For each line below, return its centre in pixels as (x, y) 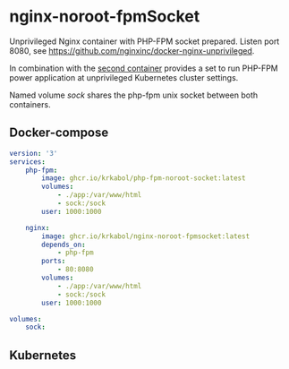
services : (28, 162)
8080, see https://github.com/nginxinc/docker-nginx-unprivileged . (132, 50)
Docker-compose (59, 133)
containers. (30, 104)
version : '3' (34, 153)
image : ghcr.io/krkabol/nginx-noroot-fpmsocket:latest (146, 236)
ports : (54, 262)
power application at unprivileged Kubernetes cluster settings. (124, 77)
